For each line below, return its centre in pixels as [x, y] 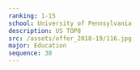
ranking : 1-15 [32, 16]
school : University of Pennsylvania [70, 23]
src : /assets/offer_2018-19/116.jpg [70, 38]
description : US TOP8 [45, 31]
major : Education [38, 46]
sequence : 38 [30, 53]
